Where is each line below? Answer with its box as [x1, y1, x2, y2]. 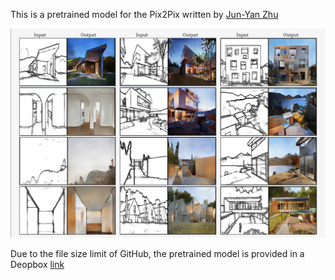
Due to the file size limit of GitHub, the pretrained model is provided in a [10, 248, 305, 260]
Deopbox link [10, 259, 65, 271]
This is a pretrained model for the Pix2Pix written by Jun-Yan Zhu [10, 9, 279, 20]
